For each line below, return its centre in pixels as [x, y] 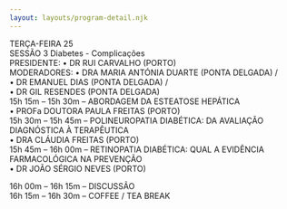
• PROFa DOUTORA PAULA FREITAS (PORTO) [95, 110]
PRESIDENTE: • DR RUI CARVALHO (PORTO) [93, 62]
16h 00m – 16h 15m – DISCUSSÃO [72, 185]
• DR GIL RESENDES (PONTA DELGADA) [85, 91]
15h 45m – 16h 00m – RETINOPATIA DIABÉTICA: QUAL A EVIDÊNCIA [137, 149]
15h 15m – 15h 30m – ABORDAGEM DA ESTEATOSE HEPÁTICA [125, 101]
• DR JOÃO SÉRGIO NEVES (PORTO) [78, 168]
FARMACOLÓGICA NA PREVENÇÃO [76, 158]
